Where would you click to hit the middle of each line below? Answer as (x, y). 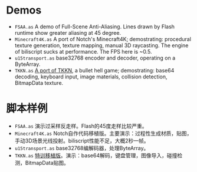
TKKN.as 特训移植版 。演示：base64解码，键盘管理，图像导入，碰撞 (96, 155)
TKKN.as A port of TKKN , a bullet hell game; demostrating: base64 (94, 70)
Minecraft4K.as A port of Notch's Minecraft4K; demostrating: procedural (103, 39)
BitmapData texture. (39, 82)
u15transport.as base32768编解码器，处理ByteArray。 (82, 148)
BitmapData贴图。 (47, 163)
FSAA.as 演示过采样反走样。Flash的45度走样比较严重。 (81, 126)
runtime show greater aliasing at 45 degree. (68, 32)
